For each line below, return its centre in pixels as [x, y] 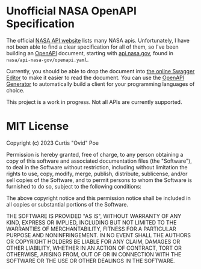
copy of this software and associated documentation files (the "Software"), [99, 161]
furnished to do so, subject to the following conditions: [74, 186]
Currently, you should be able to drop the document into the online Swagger [100, 71]
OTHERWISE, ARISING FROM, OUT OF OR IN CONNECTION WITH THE [94, 254]
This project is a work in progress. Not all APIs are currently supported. [94, 102]
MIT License [38, 126]
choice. [16, 90]
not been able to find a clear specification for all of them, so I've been [92, 47]
